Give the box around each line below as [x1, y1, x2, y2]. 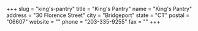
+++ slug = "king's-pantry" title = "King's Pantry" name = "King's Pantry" [6, 5, 192, 12]
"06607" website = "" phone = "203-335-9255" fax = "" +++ [6, 18, 161, 25]
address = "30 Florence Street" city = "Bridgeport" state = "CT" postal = [6, 12, 190, 19]
